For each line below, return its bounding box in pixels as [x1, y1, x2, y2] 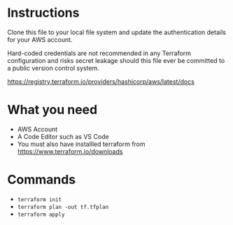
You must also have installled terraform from [17, 140, 146, 148]
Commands [7, 172, 76, 188]
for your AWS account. [7, 35, 73, 43]
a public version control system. [7, 64, 99, 72]
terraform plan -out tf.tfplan [17, 203, 109, 210]
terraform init [17, 196, 62, 203]
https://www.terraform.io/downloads [17, 147, 123, 155]
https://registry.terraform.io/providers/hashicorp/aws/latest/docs [7, 77, 195, 85]
